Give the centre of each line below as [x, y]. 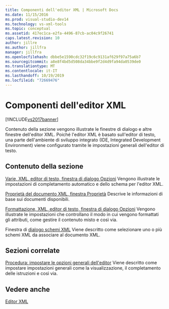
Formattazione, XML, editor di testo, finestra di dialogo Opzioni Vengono [80, 209]
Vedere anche [28, 289]
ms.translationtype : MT [30, 66]
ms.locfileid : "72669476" [32, 80]
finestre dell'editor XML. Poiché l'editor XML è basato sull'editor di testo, [80, 134]
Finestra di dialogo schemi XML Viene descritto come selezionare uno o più [84, 229]
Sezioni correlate [33, 250]
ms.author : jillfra [26, 47]
